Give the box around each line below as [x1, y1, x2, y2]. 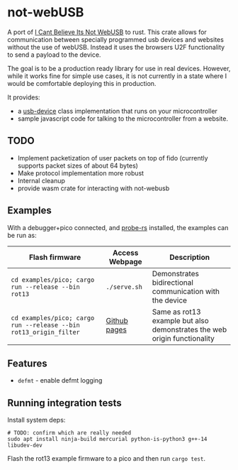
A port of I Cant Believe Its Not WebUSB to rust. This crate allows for [7, 28, 207, 36]
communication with [152, 286, 220, 296]
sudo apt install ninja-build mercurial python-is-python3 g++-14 [7, 436, 208, 443]
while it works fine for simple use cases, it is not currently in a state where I [7, 72, 227, 80]
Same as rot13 [152, 307, 201, 317]
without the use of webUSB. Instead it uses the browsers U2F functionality [7, 43, 225, 51]
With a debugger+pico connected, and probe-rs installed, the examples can [7, 223, 229, 231]
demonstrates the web [152, 324, 227, 334]
